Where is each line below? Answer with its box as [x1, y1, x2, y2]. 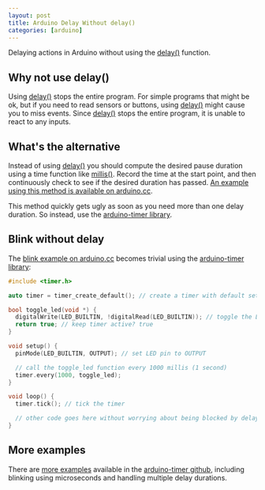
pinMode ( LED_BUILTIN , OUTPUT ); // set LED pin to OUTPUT [15, 349, 207, 357]
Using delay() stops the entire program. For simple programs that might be [8, 92, 250, 101]
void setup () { [8, 342, 58, 350]
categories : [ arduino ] [8, 26, 83, 34]
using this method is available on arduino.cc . [8, 187, 153, 195]
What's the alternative [8, 140, 121, 153]
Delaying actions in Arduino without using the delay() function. [8, 48, 211, 58]
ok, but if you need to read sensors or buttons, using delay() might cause [8, 100, 245, 110]
